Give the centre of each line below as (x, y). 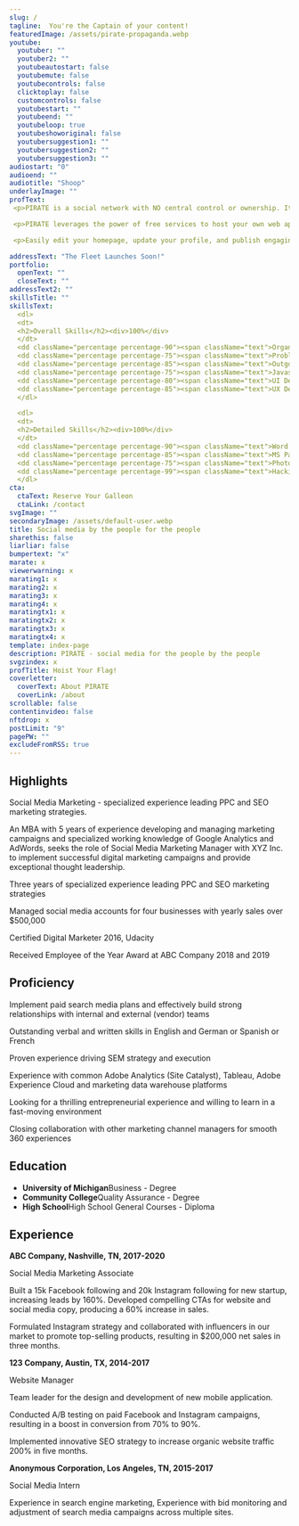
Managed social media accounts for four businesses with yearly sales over (146, 911)
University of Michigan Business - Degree (99, 1187)
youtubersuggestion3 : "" (63, 158)
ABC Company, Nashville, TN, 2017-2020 (87, 1256)
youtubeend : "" (45, 117)
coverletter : (33, 678)
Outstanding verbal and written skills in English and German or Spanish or (144, 1031)
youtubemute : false (53, 76)
